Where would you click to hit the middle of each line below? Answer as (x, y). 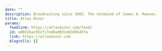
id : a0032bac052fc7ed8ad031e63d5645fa (49, 32)
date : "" (14, 9)
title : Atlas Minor (25, 18)
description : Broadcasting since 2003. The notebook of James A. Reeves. (81, 14)
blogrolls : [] (24, 41)
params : (13, 23)
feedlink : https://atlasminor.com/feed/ (51, 28)
